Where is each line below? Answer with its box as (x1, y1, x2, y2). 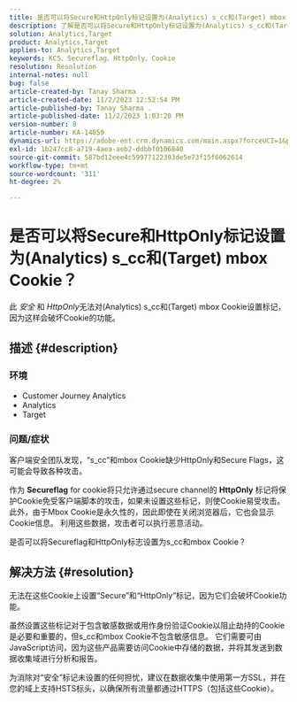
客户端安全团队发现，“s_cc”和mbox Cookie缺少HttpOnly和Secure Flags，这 (9, 455, 285, 466)
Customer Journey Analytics (21, 390, 126, 401)
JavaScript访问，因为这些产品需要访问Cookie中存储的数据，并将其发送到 (9, 642, 276, 652)
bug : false (9, 79, 49, 88)
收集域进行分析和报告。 (16, 652, 103, 664)
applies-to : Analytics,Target (9, 46, 121, 55)
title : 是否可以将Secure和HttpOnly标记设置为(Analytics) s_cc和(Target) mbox (9, 12, 286, 22)
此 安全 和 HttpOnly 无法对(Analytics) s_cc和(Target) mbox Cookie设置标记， (9, 302, 286, 312)
